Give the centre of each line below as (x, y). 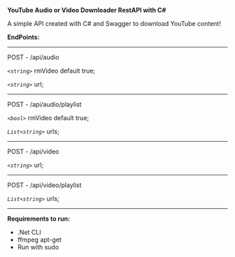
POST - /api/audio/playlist (44, 104)
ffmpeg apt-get (39, 240)
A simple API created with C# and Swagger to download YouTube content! (114, 23)
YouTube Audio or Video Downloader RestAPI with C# (87, 10)
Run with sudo (38, 247)
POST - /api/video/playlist (44, 185)
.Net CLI (29, 232)
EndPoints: (23, 37)
